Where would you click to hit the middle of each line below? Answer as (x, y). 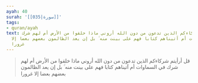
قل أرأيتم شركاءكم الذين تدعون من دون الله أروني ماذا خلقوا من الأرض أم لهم (105, 60)
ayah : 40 (17, 11)
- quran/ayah (22, 28)
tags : (13, 22)
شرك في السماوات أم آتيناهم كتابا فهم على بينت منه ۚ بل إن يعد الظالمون (99, 67)
